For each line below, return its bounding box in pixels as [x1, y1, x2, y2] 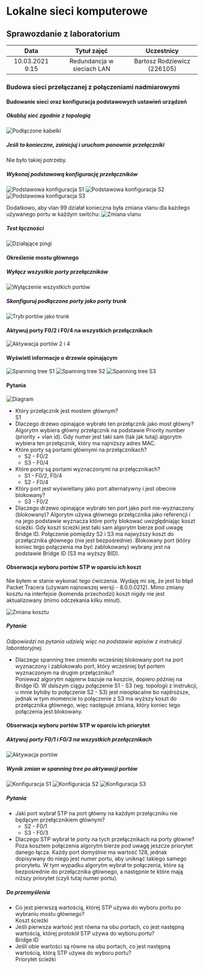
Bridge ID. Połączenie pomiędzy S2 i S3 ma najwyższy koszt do [15, 530, 174, 537]
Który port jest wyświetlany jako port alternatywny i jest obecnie [15, 485, 176, 492]
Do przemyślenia [6, 889, 50, 896]
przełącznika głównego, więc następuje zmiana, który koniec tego [15, 701, 180, 709]
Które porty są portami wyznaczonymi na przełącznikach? [15, 465, 161, 473]
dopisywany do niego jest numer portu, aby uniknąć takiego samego [15, 855, 187, 862]
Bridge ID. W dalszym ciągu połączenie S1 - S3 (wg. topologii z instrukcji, [15, 682, 198, 689]
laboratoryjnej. [6, 644, 43, 651]
